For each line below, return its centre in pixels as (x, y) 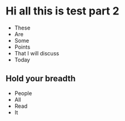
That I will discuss (37, 53)
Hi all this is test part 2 (62, 11)
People (23, 93)
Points (22, 47)
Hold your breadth (41, 79)
